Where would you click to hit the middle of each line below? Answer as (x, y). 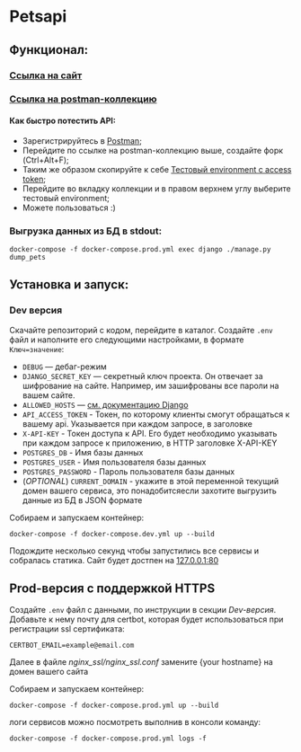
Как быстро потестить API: (63, 121)
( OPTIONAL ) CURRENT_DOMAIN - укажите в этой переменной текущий (150, 481)
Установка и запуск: (69, 285)
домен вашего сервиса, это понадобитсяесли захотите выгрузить (149, 491)
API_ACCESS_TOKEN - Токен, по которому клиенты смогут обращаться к (156, 414)
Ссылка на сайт (46, 75)
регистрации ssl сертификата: (67, 629)
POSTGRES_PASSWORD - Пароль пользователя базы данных (128, 471)
